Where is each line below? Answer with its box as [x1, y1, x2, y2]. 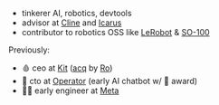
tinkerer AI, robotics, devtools [21, 8, 132, 18]
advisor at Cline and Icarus [21, 17, 122, 28]
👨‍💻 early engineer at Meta [21, 85, 119, 96]
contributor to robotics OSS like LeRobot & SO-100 [21, 27, 210, 37]
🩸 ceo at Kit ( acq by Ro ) [21, 62, 113, 73]
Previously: [8, 44, 51, 55]
